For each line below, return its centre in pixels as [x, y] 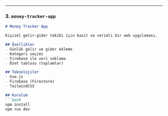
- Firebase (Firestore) [30, 81]
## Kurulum [16, 95]
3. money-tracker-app [30, 16]
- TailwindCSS [20, 86]
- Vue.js [14, 77]
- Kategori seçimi [24, 54]
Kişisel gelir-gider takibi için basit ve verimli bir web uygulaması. [81, 35]
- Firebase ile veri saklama [35, 58]
